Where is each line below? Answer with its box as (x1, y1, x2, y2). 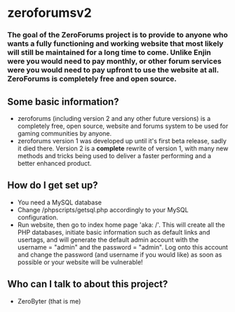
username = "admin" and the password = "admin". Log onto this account (17, 242, 228, 251)
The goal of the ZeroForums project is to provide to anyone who (7, 30, 228, 40)
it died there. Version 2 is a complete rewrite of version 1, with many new (17, 144, 229, 152)
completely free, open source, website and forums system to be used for (17, 122, 229, 130)
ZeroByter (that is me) (17, 297, 81, 305)
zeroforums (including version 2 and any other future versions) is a (17, 114, 211, 122)
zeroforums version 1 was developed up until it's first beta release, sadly (17, 136, 227, 145)
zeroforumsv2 (7, 5, 93, 21)
